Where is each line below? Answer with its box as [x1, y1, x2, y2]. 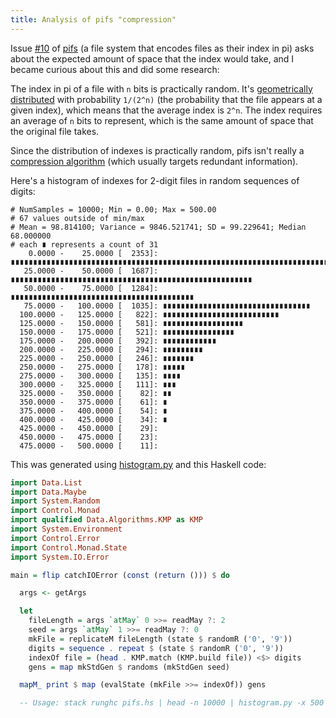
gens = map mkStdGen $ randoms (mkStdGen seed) [28, 662, 230, 672]
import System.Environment [10, 524, 123, 534]
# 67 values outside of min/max [10, 213, 145, 223]
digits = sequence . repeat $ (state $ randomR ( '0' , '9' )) [28, 643, 284, 653]
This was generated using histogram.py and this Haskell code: [10, 458, 267, 470]
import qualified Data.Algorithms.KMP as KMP [10, 515, 203, 525]
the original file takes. [10, 125, 100, 137]
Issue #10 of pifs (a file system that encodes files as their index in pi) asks [10, 42, 315, 54]
